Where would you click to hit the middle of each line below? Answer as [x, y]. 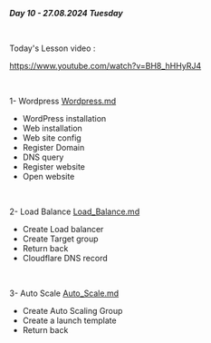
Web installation [53, 128]
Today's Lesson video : [53, 48]
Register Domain [53, 147]
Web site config [52, 138]
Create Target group [60, 239]
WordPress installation [64, 118]
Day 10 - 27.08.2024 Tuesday [67, 13]
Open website [48, 176]
